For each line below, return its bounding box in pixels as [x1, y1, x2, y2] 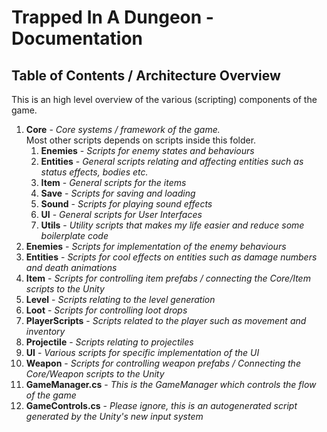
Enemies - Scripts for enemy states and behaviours [40, 145, 255, 156]
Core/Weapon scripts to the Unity [25, 368, 165, 380]
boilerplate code [40, 230, 109, 241]
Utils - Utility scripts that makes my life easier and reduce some [40, 219, 305, 231]
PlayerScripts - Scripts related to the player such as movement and [25, 315, 307, 326]
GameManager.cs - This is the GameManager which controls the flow [25, 379, 317, 390]
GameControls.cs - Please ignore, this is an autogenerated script [25, 400, 298, 411]
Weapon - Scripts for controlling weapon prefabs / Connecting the [25, 357, 301, 369]
